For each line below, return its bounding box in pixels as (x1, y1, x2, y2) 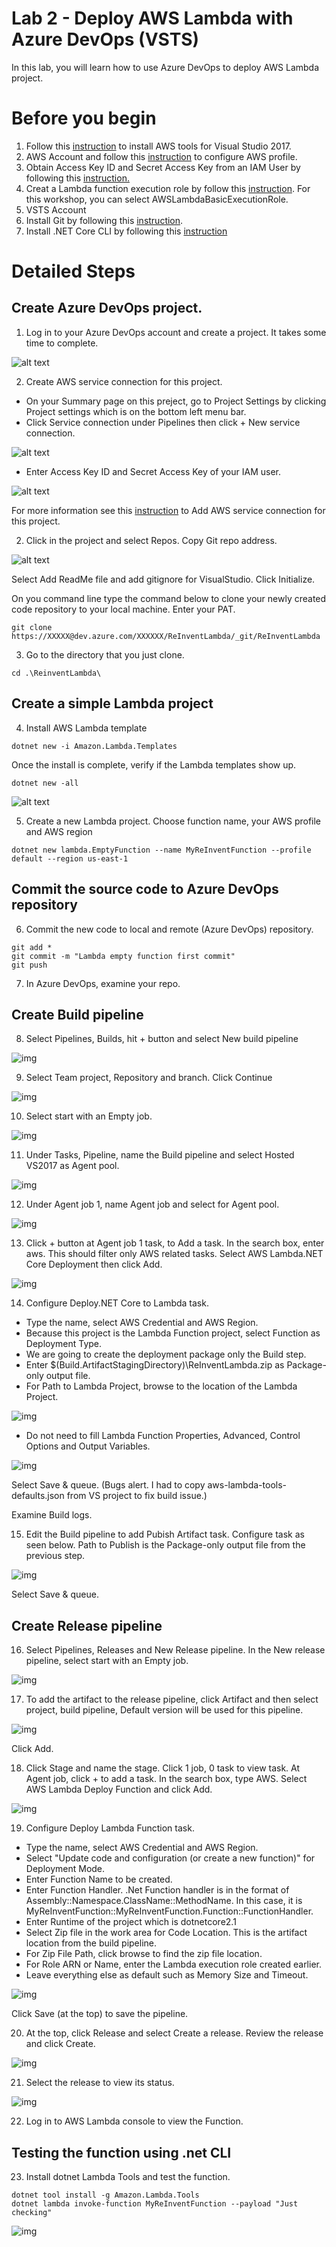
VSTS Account (25, 203, 87, 216)
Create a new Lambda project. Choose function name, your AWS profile (25, 815, 322, 827)
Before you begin (11, 107, 157, 130)
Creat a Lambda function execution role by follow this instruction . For (25, 182, 311, 194)
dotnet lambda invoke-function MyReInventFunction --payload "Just (11, 2198, 299, 2209)
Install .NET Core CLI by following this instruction (25, 225, 228, 237)
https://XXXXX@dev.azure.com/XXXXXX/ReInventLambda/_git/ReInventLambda (11, 631, 321, 641)
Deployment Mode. (25, 1863, 106, 1875)
